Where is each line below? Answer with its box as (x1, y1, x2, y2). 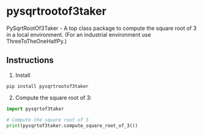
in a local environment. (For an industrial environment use (6, 31, 152, 38)
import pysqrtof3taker (6, 106, 64, 112)
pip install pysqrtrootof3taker (6, 83, 89, 89)
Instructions (6, 55, 54, 65)
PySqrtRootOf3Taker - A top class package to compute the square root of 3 (6, 24, 197, 32)
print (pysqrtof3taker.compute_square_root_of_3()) (6, 122, 138, 129)
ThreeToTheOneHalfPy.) (6, 37, 67, 45)
